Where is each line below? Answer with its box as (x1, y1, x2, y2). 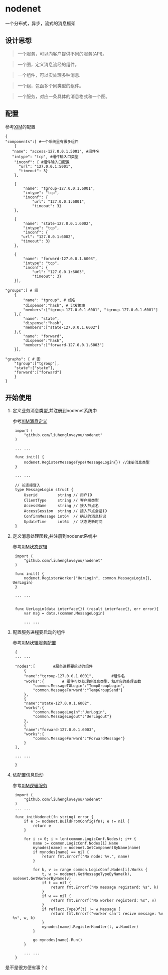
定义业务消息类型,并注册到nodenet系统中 (12, 408, 97, 414)
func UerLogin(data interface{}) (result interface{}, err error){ (15, 606, 159, 612)
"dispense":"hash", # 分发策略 (23, 303, 86, 308)
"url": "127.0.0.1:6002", (21, 234, 75, 239)
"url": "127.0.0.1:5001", (18, 164, 73, 169)
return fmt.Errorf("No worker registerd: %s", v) (51, 898, 156, 903)
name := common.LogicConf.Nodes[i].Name (33, 841, 119, 846)
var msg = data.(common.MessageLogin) (24, 611, 105, 616)
